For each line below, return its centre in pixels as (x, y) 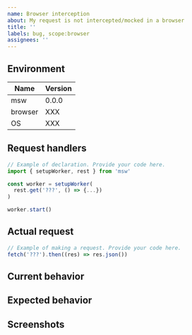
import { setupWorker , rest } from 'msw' (69, 171)
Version (58, 88)
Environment (36, 69)
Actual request (41, 232)
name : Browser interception (49, 14)
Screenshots (36, 324)
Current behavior (46, 276)
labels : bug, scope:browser (49, 33)
